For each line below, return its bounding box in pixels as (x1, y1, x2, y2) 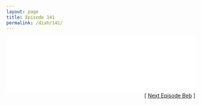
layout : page (6, 8, 39, 15)
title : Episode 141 (6, 14, 55, 20)
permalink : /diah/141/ (6, 20, 63, 26)
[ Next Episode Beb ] (144, 92, 196, 99)
